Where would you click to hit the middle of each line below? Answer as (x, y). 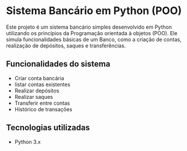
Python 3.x (27, 142)
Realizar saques (34, 97)
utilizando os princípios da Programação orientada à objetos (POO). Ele (92, 33)
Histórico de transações (43, 109)
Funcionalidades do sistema (58, 64)
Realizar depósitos (37, 90)
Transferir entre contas (42, 103)
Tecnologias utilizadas (48, 128)
